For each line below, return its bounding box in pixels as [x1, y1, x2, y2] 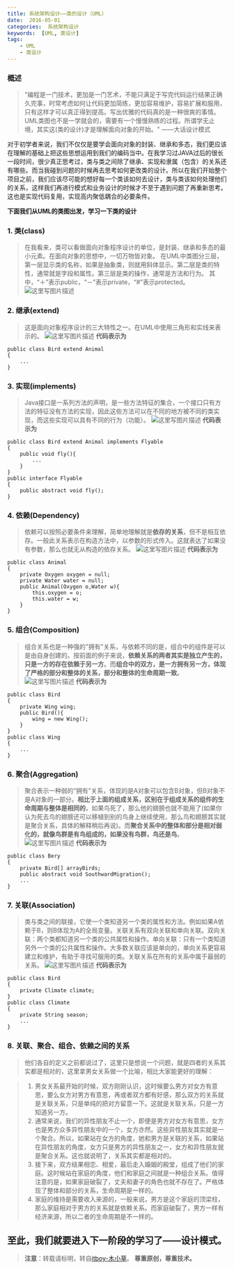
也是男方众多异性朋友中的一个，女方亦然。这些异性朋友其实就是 [34, 1125, 218, 1133]
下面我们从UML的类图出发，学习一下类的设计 [7, 207, 137, 216]
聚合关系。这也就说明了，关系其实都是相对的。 [40, 1151, 175, 1160]
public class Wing [7, 734, 61, 741]
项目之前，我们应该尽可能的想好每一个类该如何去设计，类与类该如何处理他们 [7, 175, 227, 183]
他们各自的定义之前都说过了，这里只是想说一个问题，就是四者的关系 [24, 1058, 220, 1066]
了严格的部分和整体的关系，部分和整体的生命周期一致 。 [24, 668, 183, 677]
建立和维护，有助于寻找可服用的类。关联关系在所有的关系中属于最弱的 [24, 952, 226, 961]
